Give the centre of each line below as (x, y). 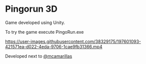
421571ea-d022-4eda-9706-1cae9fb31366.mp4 (54, 46)
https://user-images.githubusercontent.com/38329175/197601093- (73, 41)
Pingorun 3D (31, 9)
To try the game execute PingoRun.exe (44, 32)
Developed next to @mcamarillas (39, 56)
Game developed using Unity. (35, 22)
